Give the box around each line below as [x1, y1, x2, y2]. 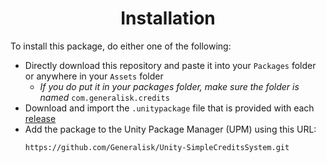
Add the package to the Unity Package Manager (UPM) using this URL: [24, 123, 317, 135]
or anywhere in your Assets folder [24, 70, 164, 82]
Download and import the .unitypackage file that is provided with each [24, 102, 315, 114]
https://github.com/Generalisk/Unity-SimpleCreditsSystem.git [24, 142, 290, 152]
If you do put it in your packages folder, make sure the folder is [39, 80, 300, 92]
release [24, 112, 57, 124]
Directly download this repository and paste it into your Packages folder [24, 59, 317, 71]
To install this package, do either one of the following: [10, 40, 232, 52]
